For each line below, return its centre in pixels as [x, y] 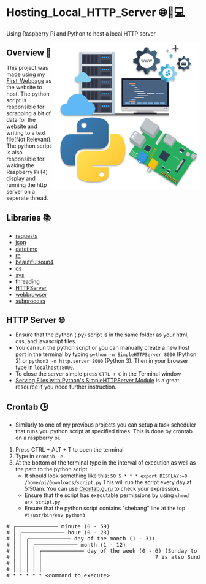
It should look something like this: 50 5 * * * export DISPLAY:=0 [106, 476]
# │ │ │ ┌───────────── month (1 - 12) [66, 545]
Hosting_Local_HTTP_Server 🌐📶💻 [96, 13]
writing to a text [26, 132]
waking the [21, 165]
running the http [27, 184]
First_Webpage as [29, 80]
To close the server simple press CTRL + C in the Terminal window [98, 374]
